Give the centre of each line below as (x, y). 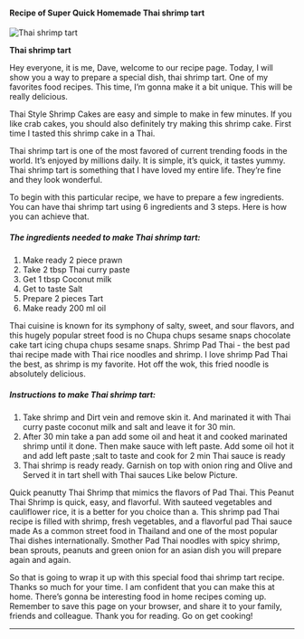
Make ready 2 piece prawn (72, 260)
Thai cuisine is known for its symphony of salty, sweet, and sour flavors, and (152, 326)
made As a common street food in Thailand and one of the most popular (144, 531)
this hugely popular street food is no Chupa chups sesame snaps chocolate (150, 336)
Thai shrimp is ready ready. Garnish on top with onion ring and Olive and (157, 465)
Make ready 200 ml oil (64, 309)
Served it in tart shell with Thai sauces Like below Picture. (130, 475)
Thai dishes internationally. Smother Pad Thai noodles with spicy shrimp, (145, 541)
